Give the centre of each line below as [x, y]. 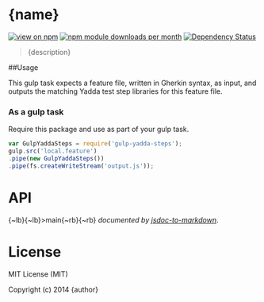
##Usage [23, 67]
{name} [34, 15]
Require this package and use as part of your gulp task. [99, 130]
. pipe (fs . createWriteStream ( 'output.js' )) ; [81, 166]
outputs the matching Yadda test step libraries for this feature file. [116, 91]
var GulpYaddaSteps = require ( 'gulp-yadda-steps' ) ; [95, 144]
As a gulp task [36, 111]
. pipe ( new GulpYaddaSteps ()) [56, 158]
